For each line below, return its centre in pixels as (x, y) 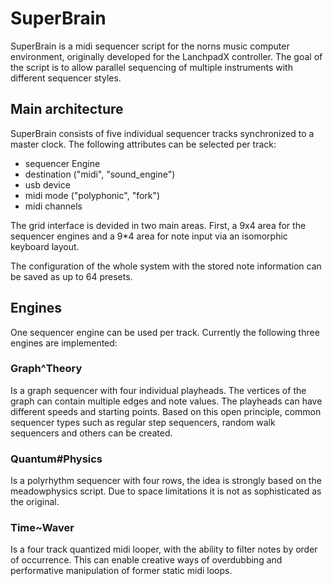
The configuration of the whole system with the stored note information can (166, 266)
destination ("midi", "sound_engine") (100, 174)
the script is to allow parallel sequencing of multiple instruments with (151, 67)
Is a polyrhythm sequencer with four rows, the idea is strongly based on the (166, 481)
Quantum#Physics (56, 459)
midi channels (53, 206)
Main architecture (67, 109)
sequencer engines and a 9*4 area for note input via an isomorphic (149, 236)
